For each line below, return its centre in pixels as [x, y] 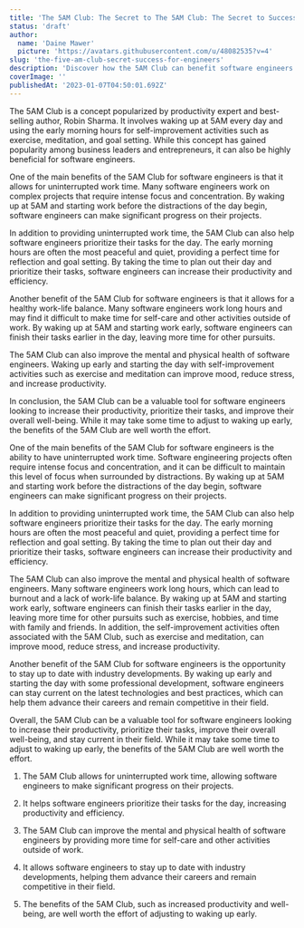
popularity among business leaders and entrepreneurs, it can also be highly [150, 150]
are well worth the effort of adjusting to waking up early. [153, 913]
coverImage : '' [38, 77]
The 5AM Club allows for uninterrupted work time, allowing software [150, 776]
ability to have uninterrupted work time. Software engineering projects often [151, 457]
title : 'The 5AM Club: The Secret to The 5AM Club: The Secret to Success [153, 18]
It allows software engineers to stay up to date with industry [134, 867]
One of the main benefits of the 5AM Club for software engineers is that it [146, 177]
